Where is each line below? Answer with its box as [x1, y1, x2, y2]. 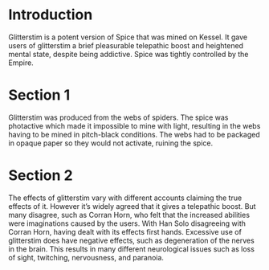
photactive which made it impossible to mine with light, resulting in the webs [8, 121, 261, 130]
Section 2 [8, 166, 74, 185]
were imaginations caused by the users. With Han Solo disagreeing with [8, 219, 247, 228]
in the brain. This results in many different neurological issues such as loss [8, 243, 255, 254]
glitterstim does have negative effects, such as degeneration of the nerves [8, 235, 255, 245]
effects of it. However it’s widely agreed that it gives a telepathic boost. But [8, 201, 256, 211]
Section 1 [8, 86, 71, 104]
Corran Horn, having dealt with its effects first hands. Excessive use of [8, 227, 243, 236]
